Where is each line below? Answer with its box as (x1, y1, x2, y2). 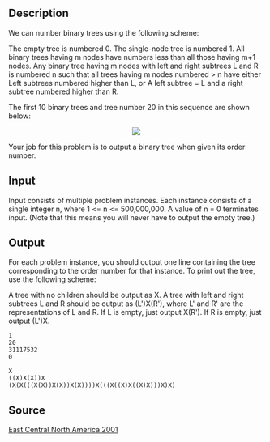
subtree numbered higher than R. (8, 87, 119, 96)
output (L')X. (8, 316, 50, 326)
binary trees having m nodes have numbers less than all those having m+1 (8, 52, 256, 62)
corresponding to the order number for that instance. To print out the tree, (8, 266, 255, 276)
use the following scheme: (8, 274, 96, 284)
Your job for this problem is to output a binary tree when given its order (8, 142, 246, 151)
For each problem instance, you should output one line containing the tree (8, 257, 255, 267)
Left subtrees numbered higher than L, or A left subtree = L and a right (8, 78, 243, 87)
